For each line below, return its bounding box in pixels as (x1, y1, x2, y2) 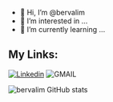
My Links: (8, 48, 59, 62)
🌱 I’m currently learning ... (19, 25, 106, 34)
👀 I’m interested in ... (19, 16, 88, 26)
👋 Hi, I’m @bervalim (19, 8, 86, 17)
